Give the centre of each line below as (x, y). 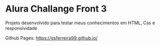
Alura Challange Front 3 (56, 9)
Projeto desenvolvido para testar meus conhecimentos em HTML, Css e (80, 23)
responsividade (22, 28)
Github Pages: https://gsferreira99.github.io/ (51, 38)
